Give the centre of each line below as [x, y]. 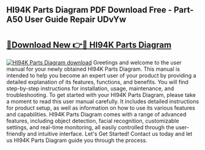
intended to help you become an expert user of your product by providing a [102, 75]
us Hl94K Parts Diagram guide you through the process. [77, 140]
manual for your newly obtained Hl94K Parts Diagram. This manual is [93, 69]
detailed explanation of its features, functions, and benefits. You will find [97, 82]
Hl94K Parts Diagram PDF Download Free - [89, 10]
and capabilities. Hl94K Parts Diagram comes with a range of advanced [96, 114]
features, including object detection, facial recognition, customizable [93, 121]
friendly [16, 134]
